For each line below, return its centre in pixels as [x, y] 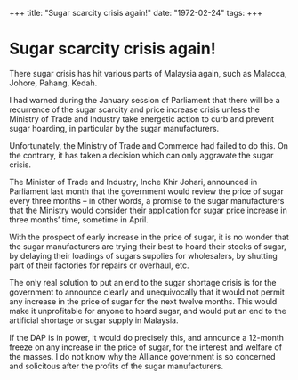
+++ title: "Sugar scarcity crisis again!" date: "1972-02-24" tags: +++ [136, 13]
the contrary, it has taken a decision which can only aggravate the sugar [141, 155]
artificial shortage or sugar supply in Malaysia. [94, 320]
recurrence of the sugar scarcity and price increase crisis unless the [135, 109]
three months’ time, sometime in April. [79, 219]
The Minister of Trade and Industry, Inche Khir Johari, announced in [133, 182]
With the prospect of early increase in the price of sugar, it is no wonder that [149, 237]
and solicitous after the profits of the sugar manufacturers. [117, 366]
